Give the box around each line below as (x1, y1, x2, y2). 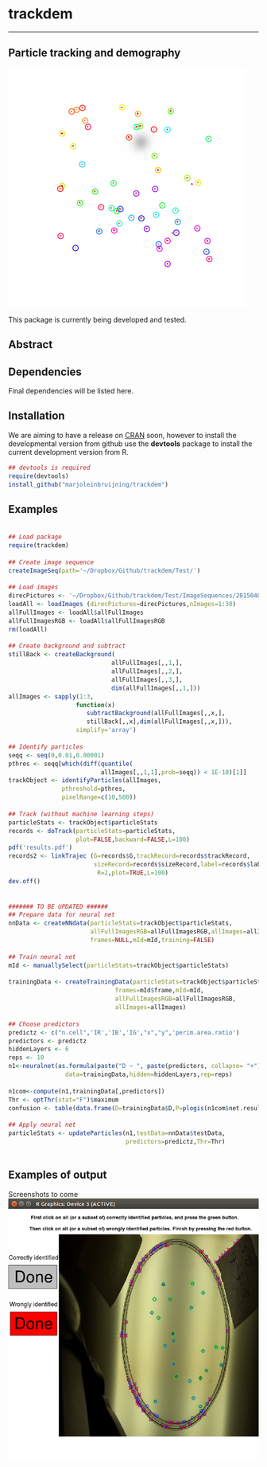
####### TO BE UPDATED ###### (8, 902, 109, 910)
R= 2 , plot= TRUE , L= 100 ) (96, 869, 169, 877)
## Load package (8, 533, 62, 542)
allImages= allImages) (114, 1003, 187, 1011)
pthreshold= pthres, (61, 785, 126, 793)
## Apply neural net (8, 1121, 77, 1129)
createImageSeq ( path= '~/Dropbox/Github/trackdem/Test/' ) (8, 566, 201, 574)
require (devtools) (8, 471, 69, 480)
